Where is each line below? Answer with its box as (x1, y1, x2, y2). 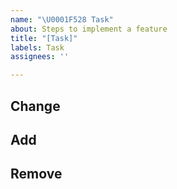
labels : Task (10, 42, 65, 53)
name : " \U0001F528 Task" (10, 14, 114, 25)
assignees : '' (10, 52, 70, 62)
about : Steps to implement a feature (10, 24, 168, 34)
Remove (10, 166, 63, 183)
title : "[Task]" (10, 33, 78, 43)
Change (10, 97, 61, 115)
